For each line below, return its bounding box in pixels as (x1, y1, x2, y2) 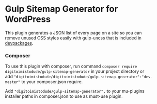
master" (5, 80, 21, 85)
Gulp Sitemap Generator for (5, 3, 118, 15)
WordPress (5, 14, 51, 25)
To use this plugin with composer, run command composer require (5, 63, 137, 69)
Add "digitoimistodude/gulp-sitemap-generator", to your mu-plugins (5, 88, 144, 94)
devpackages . (5, 40, 33, 46)
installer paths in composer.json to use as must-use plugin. (5, 93, 123, 99)
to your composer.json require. (21, 79, 83, 85)
